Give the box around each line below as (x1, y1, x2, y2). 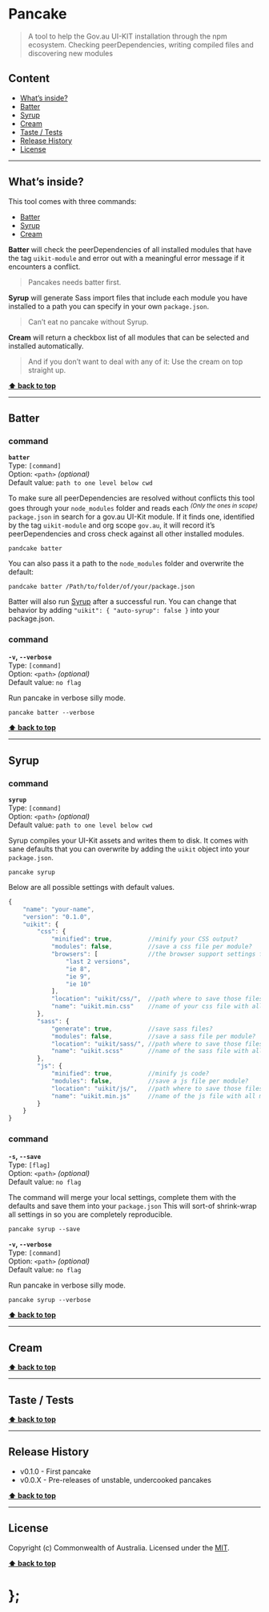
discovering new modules (27, 48, 114, 58)
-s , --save (8, 1152, 42, 1161)
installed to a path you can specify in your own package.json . (8, 301, 210, 311)
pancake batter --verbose (8, 708, 94, 717)
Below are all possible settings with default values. (8, 882, 175, 892)
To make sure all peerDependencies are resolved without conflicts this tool (8, 493, 255, 503)
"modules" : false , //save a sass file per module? (50, 1032, 256, 1040)
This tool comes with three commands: (8, 196, 137, 206)
